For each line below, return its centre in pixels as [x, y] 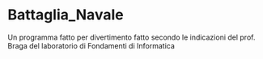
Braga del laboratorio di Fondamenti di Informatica [91, 45]
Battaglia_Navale [66, 15]
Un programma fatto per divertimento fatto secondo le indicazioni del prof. [131, 37]
